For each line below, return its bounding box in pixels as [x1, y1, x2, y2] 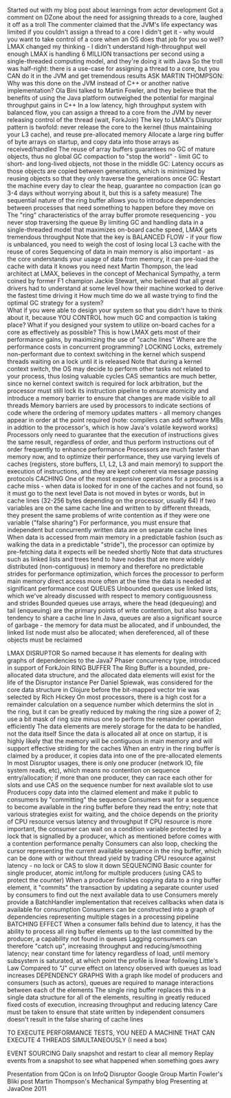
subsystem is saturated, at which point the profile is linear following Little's [7, 957, 219, 964]
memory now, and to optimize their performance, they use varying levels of [7, 453, 220, 460]
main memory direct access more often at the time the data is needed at [7, 577, 212, 585]
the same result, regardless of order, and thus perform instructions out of [7, 438, 214, 446]
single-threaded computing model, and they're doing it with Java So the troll [7, 57, 223, 65]
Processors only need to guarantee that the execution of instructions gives [7, 431, 219, 438]
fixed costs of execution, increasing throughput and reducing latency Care [7, 1001, 218, 1008]
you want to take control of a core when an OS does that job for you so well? [7, 35, 224, 43]
